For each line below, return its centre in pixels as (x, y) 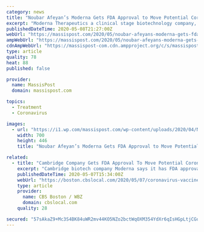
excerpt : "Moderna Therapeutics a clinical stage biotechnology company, (102, 23)
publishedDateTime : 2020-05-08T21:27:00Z (59, 29)
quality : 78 (21, 57)
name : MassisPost (34, 85)
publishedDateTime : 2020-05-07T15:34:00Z (70, 174)
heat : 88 (17, 63)
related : (17, 158)
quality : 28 (32, 208)
